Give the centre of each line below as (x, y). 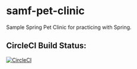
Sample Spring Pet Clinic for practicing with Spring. (69, 27)
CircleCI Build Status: (47, 46)
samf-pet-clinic (45, 11)
